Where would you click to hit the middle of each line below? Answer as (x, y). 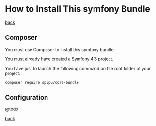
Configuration (27, 98)
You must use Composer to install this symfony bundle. (60, 49)
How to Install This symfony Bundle (78, 9)
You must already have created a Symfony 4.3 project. (59, 59)
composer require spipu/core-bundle (42, 82)
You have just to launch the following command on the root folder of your (78, 68)
